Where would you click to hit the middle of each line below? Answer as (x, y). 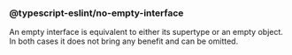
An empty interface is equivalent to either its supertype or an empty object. (146, 32)
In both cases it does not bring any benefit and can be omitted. (124, 41)
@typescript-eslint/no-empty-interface (96, 13)
